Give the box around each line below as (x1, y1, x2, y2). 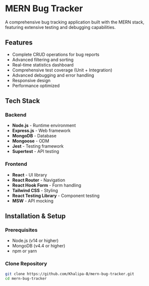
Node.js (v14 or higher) (12, 238, 59, 243)
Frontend (5, 161, 27, 168)
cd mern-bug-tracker (5, 276, 47, 281)
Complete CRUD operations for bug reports (12, 51, 100, 57)
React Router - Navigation (12, 177, 65, 183)
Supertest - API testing (12, 149, 60, 154)
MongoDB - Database (12, 133, 57, 139)
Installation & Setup (5, 212, 66, 220)
